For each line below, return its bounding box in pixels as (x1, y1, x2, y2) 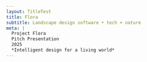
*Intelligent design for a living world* (11, 47, 115, 53)
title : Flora (6, 14, 38, 20)
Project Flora (11, 31, 46, 37)
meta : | (6, 25, 25, 31)
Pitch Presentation (11, 36, 60, 42)
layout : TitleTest (6, 8, 51, 15)
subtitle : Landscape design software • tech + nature (6, 19, 142, 25)
